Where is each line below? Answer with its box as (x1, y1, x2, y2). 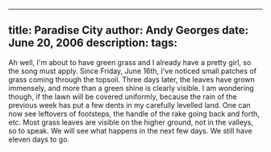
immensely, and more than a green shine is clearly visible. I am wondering (8, 83, 254, 92)
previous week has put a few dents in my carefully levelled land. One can (8, 100, 252, 109)
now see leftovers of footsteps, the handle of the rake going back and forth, (8, 109, 261, 118)
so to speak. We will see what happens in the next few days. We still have (8, 125, 252, 135)
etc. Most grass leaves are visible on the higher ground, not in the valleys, (8, 117, 254, 127)
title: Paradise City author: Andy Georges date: (8, 23, 248, 37)
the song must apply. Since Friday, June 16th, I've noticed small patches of (8, 66, 256, 76)
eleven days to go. (8, 134, 70, 144)
